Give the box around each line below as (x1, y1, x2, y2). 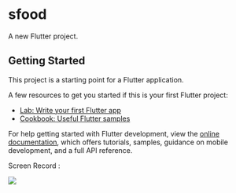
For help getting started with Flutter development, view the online (8, 129, 220, 138)
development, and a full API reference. (8, 145, 133, 155)
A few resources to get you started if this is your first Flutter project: (8, 90, 228, 100)
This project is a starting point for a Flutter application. (8, 75, 184, 84)
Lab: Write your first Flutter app (19, 105, 122, 115)
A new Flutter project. (8, 31, 79, 41)
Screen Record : (8, 161, 61, 170)
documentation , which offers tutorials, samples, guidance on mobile (8, 137, 228, 147)
